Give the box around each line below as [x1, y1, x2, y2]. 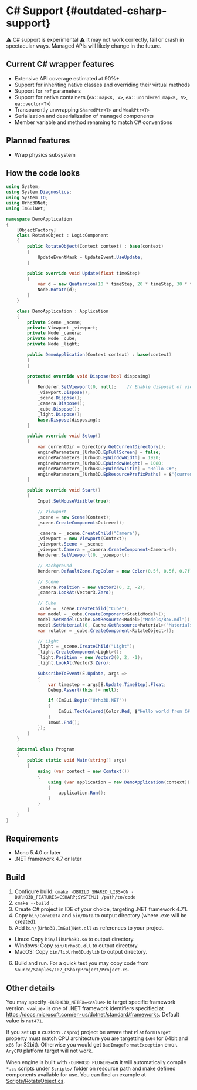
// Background [37, 563, 72, 568]
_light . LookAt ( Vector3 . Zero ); [37, 660, 111, 666]
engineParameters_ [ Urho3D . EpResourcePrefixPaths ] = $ [37, 471, 172, 477]
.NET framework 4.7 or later [14, 856, 82, 863]
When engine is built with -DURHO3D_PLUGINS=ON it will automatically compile [6, 1059, 186, 1066]
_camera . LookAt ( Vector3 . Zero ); [37, 590, 114, 596]
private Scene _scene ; [27, 319, 83, 325]
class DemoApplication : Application [16, 308, 109, 314]
